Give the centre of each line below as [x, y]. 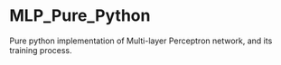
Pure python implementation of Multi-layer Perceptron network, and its [141, 41]
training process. [41, 50]
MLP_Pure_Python [80, 16]
